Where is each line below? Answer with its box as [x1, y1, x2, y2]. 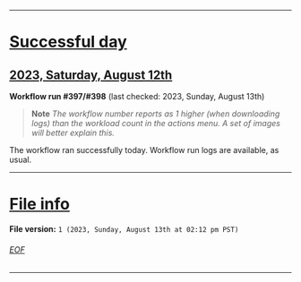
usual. [9, 154, 32, 165]
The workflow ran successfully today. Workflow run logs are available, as [9, 145, 279, 155]
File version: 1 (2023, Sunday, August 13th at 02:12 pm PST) [9, 223, 239, 234]
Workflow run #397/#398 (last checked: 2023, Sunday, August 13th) [9, 91, 265, 101]
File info [9, 194, 70, 215]
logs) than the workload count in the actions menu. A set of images [30, 118, 280, 128]
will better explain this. [30, 127, 115, 138]
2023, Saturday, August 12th [9, 67, 173, 82]
